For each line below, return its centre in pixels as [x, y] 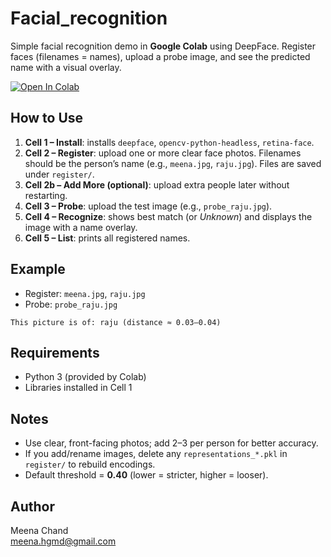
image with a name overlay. [81, 227]
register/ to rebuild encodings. [90, 464]
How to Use [47, 118]
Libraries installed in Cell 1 [78, 388]
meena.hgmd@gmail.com [63, 541]
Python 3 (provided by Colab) [85, 377]
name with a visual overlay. [66, 67]
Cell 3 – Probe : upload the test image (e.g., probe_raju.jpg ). [148, 206]
